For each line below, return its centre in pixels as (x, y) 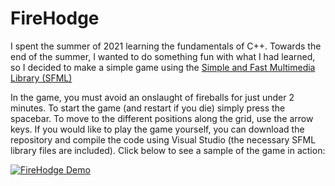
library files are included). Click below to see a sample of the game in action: (168, 150)
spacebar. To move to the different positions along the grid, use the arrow (162, 118)
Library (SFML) (41, 78)
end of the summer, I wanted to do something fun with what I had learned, (163, 56)
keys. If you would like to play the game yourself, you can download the (157, 129)
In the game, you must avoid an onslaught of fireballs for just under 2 (152, 97)
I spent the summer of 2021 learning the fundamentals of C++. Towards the (166, 46)
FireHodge (55, 18)
